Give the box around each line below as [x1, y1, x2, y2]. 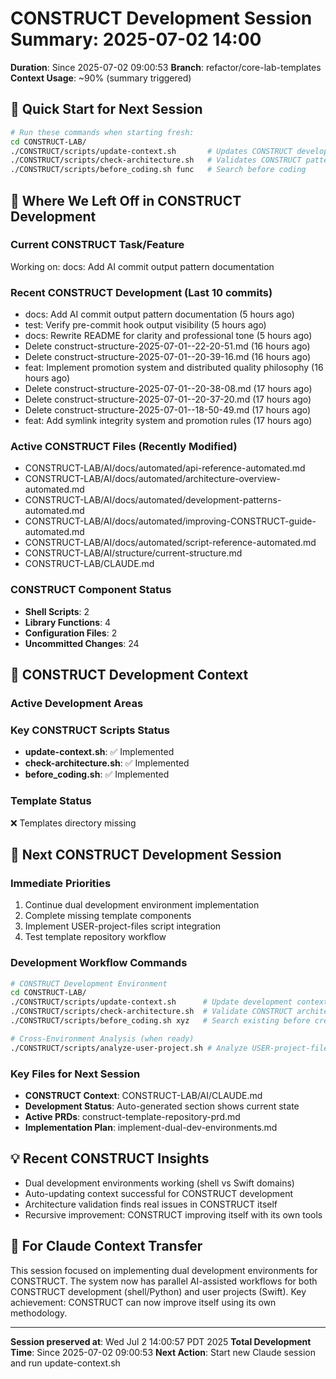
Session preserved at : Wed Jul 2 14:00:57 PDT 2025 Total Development [10, 1335, 312, 1347]
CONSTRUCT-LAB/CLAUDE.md [24, 558, 155, 570]
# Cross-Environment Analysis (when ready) [10, 1033, 195, 1044]
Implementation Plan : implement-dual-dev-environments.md [24, 1122, 278, 1134]
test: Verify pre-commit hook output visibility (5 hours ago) [24, 319, 267, 331]
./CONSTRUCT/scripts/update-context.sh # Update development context [10, 997, 329, 1007]
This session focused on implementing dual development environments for [10, 1264, 318, 1276]
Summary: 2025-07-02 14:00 [10, 28, 262, 51]
